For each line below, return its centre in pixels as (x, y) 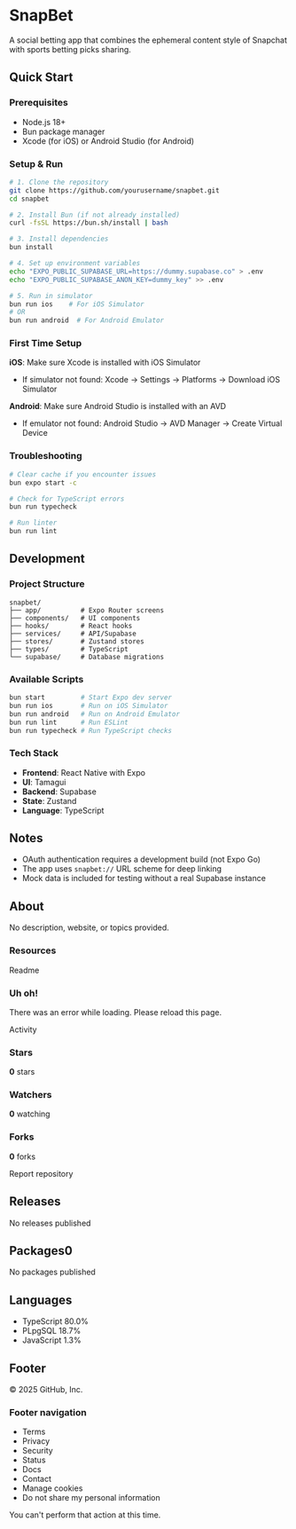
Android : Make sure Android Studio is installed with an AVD (118, 406)
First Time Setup (46, 343)
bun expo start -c (43, 483)
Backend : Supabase (59, 792)
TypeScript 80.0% (55, 1321)
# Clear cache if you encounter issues (83, 474)
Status (34, 1460)
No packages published (52, 1272)
